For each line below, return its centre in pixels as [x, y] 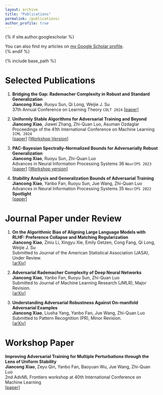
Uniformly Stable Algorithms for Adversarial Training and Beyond [79, 119]
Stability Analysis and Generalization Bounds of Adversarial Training [83, 179]
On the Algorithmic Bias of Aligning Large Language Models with [79, 232]
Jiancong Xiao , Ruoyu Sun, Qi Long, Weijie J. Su [61, 105]
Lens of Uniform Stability [31, 362]
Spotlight [22, 194]
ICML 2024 [22, 134]
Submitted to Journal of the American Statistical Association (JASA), [81, 253]
